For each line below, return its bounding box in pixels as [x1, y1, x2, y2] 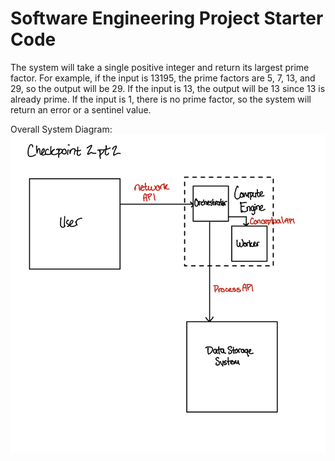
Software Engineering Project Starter [10, 7, 324, 30]
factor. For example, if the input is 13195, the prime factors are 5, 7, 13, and [10, 72, 316, 84]
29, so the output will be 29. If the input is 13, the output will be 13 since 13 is [10, 82, 326, 94]
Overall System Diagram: [10, 123, 113, 135]
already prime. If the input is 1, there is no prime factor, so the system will [10, 93, 312, 105]
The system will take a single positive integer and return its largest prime [10, 61, 310, 73]
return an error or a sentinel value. [10, 103, 152, 116]
